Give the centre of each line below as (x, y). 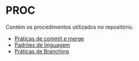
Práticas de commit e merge (49, 38)
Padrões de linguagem (42, 45)
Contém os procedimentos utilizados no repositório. (69, 27)
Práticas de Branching (42, 51)
